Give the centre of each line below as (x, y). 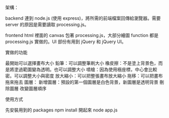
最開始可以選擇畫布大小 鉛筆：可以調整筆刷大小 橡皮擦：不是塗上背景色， (82, 63)
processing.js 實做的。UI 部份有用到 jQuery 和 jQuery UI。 (66, 42)
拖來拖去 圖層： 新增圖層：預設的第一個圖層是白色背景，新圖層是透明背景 (82, 82)
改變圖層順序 (33, 88)
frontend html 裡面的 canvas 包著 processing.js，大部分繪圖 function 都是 (82, 35)
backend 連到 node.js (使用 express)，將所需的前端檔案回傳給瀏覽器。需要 (83, 18)
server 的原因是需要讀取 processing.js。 (47, 25)
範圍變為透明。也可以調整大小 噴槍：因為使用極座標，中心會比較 (90, 69)
